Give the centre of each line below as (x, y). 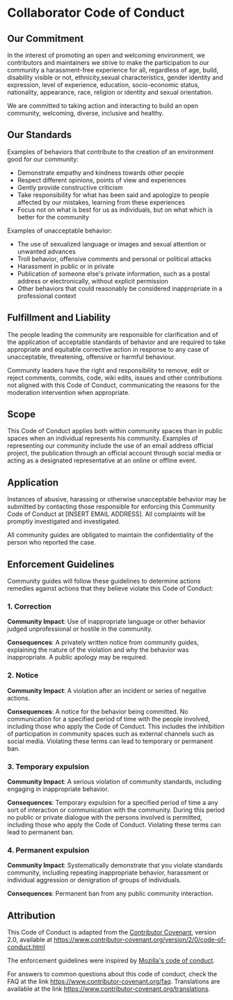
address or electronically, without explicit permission (93, 281)
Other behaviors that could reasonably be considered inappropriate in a (120, 288)
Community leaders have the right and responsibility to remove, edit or (109, 370)
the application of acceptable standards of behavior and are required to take (116, 342)
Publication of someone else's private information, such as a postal (113, 274)
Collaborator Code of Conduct (96, 13)
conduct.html (26, 947)
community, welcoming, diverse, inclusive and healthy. (86, 113)
